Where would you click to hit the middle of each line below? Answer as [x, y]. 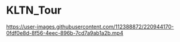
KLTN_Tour [34, 10]
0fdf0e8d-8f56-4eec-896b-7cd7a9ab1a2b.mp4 [65, 33]
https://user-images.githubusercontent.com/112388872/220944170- [90, 27]
